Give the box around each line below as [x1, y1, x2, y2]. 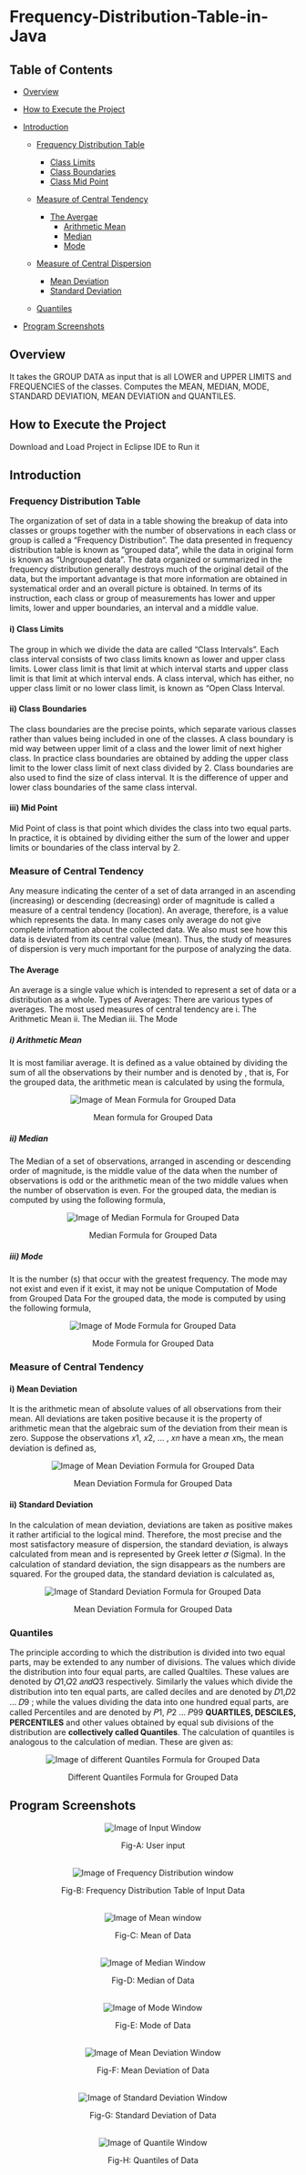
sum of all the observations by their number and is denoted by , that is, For [9, 1067, 290, 1078]
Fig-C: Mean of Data [115, 1929, 191, 1941]
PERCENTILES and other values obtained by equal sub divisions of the [9, 1717, 275, 1728]
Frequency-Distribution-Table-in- [9, 6, 269, 27]
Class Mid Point [49, 176, 109, 187]
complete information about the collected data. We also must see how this [9, 924, 288, 935]
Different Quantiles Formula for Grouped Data [67, 1772, 239, 1782]
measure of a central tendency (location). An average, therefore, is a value [9, 904, 289, 916]
